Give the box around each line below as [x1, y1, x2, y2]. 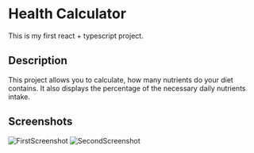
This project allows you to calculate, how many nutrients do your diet [8, 75, 234, 84]
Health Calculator [8, 5, 127, 23]
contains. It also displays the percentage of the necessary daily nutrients [8, 83, 246, 93]
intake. [8, 92, 30, 101]
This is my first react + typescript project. [8, 31, 144, 40]
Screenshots [8, 115, 73, 128]
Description [8, 54, 67, 67]
